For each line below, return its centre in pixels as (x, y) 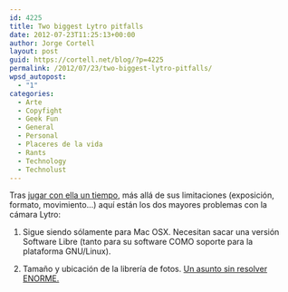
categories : (32, 93)
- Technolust (42, 170)
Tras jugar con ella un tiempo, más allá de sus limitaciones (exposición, (142, 195)
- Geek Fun (38, 119)
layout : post (34, 52)
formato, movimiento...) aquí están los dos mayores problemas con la (138, 205)
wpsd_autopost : (38, 77)
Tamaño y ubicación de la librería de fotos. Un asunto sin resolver (145, 269)
